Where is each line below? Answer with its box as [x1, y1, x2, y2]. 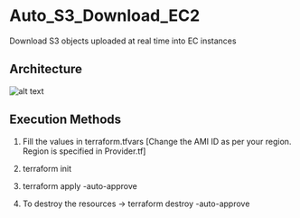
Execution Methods [9, 112, 122, 128]
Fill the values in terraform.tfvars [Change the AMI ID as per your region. [22, 136, 292, 147]
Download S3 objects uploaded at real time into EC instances [9, 35, 237, 46]
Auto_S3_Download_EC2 [9, 5, 201, 26]
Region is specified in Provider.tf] [22, 146, 146, 156]
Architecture [9, 62, 83, 77]
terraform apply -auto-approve [22, 180, 137, 191]
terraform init [22, 163, 72, 174]
